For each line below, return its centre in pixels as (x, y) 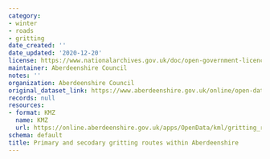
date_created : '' (37, 46)
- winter (23, 23)
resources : (27, 105)
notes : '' (25, 75)
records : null (32, 98)
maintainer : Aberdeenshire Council (68, 68)
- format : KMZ (32, 113)
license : (23, 61)
